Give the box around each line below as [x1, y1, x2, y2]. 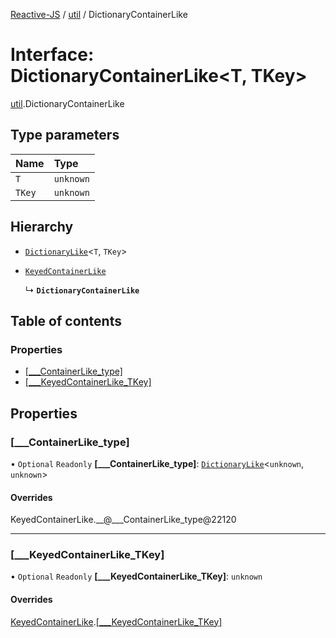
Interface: [10, 44, 95, 66]
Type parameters [10, 127, 120, 144]
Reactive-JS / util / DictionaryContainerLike [10, 9, 188, 20]
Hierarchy [10, 219, 74, 236]
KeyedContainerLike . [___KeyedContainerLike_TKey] [10, 615, 223, 628]
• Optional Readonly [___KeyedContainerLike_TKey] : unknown [10, 570, 263, 583]
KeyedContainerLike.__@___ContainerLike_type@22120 [10, 514, 237, 526]
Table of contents [10, 312, 122, 329]
